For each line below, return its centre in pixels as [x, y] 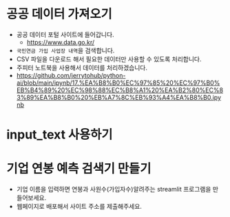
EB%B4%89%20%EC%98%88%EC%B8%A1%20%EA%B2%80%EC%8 [120, 90]
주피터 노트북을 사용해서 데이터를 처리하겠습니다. [82, 68]
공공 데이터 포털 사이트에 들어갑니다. [65, 34]
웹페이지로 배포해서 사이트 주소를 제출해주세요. [79, 207]
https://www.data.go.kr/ [61, 42]
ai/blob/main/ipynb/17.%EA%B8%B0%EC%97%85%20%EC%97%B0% [118, 83]
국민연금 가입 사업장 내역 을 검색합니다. [65, 50]
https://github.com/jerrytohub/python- [71, 75]
